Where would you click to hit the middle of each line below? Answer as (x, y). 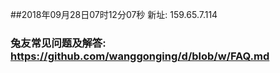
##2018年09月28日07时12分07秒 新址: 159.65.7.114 (114, 14)
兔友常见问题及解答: (58, 43)
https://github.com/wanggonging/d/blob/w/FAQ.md (140, 56)
